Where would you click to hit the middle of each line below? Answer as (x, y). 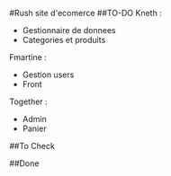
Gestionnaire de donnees (69, 30)
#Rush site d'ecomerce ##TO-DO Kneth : (85, 13)
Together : (28, 101)
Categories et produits (64, 40)
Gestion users (48, 75)
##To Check (32, 146)
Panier (34, 128)
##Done (24, 163)
